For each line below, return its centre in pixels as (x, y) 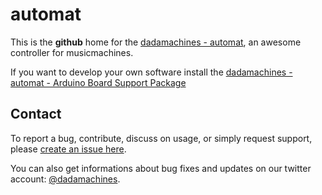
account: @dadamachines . (65, 179)
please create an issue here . (68, 149)
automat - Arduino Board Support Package (98, 82)
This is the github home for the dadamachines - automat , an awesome (156, 42)
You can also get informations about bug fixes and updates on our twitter (161, 168)
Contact (36, 114)
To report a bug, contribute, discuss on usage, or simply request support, (161, 138)
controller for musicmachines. (72, 52)
